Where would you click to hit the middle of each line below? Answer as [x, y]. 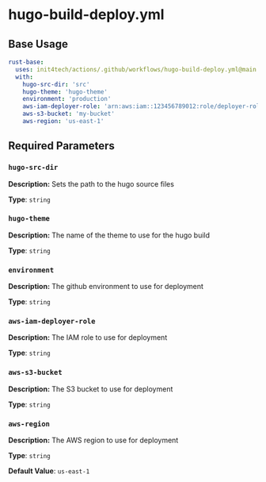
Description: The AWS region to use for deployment [93, 440]
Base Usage [38, 44]
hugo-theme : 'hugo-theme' [65, 92]
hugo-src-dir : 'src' [56, 84]
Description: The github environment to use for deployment [106, 287]
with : [25, 77]
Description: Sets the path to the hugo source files [91, 183]
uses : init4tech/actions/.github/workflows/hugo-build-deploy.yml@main [136, 69]
